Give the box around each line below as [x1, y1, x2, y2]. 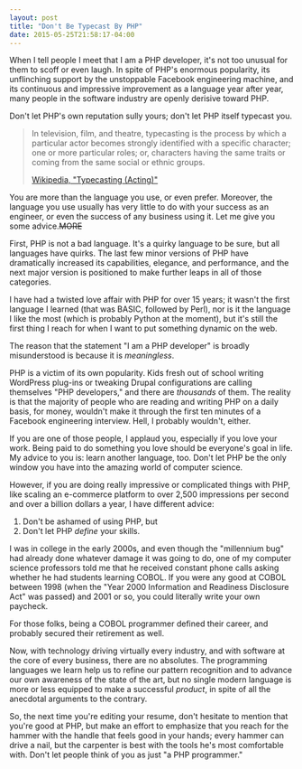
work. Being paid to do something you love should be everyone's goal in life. [9, 443, 293, 454]
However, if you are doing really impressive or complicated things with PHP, [9, 480, 291, 491]
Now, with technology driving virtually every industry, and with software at [9, 645, 286, 656]
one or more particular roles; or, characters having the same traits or [31, 147, 286, 158]
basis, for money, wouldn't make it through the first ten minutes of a [9, 406, 261, 417]
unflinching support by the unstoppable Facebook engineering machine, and [9, 74, 294, 85]
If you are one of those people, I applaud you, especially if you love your [9, 433, 278, 444]
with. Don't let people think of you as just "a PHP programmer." [9, 749, 243, 760]
